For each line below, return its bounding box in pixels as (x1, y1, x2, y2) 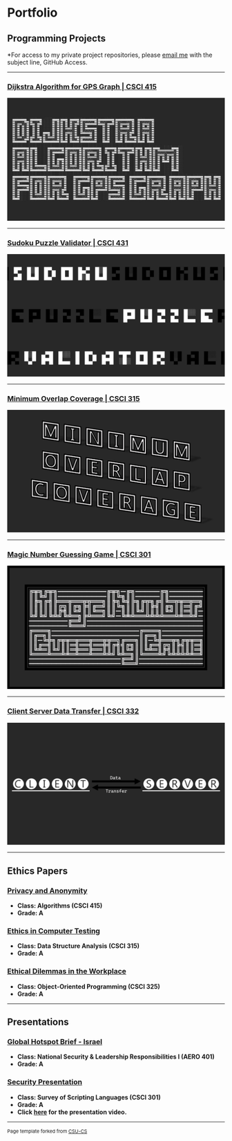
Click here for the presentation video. (17, 1108, 127, 1116)
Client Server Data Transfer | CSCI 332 (7, 706, 139, 716)
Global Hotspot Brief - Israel (7, 1036, 103, 1046)
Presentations (7, 1016, 69, 1027)
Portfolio (7, 5, 58, 21)
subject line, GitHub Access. (7, 58, 88, 66)
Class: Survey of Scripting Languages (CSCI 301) (17, 1093, 161, 1102)
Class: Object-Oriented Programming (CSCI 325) (17, 982, 161, 991)
